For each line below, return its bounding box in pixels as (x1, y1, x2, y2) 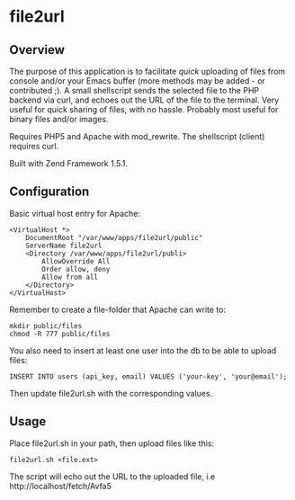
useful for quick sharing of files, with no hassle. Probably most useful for (9, 104, 279, 114)
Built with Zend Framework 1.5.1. (9, 158, 129, 168)
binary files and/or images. (9, 114, 109, 124)
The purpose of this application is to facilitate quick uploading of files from (9, 66, 286, 76)
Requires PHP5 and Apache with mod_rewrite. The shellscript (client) (9, 131, 265, 141)
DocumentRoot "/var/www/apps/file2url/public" (25, 233, 203, 242)
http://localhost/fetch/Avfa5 (9, 480, 112, 491)
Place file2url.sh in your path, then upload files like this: (9, 438, 214, 449)
